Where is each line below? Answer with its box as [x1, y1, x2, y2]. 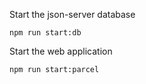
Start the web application [9, 45, 113, 57]
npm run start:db [9, 28, 82, 38]
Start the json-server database [9, 9, 136, 20]
